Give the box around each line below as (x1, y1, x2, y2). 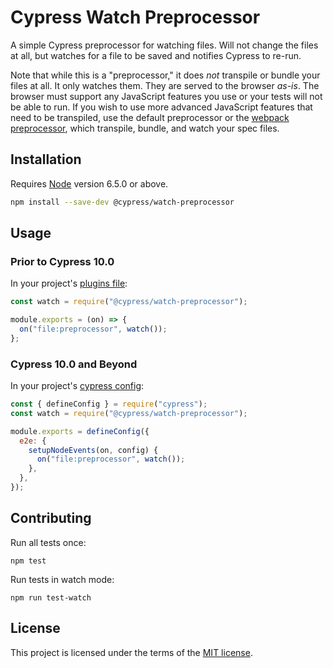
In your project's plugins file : (10, 277, 128, 290)
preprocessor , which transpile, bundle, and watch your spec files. (10, 122, 280, 134)
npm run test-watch (10, 592, 92, 603)
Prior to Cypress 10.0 (10, 254, 115, 268)
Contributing (10, 510, 92, 527)
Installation (10, 151, 82, 168)
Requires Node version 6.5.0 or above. (10, 177, 169, 190)
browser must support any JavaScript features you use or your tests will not (10, 90, 323, 102)
